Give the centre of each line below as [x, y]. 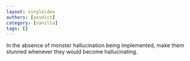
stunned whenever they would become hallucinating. [72, 52]
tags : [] [17, 28]
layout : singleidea [31, 12]
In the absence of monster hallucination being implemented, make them [95, 45]
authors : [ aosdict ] [31, 17]
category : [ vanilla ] [32, 23]
